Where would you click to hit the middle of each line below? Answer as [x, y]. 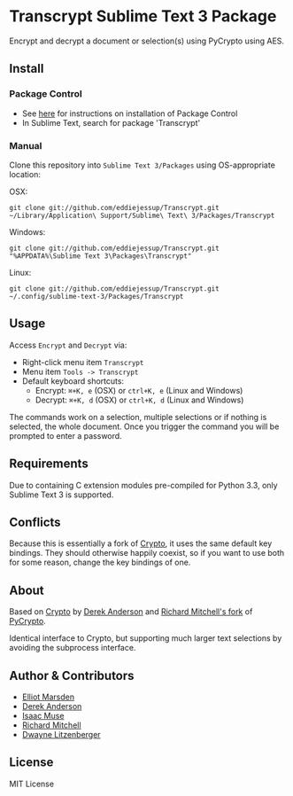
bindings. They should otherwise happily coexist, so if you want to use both [147, 553]
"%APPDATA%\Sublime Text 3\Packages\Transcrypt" [100, 256]
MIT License [32, 784]
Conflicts [35, 522]
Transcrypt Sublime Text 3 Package [143, 16]
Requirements [49, 464]
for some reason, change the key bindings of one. [100, 562]
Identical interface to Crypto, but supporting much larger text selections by [146, 638]
